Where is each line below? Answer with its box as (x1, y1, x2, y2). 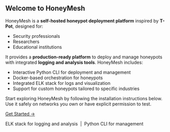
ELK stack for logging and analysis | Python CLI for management (5, 120, 144, 127)
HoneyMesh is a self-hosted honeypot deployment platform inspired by (5, 17, 159, 24)
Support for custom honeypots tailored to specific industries (12, 85, 140, 92)
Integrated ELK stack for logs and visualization (12, 80, 111, 86)
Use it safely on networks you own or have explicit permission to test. (5, 101, 152, 107)
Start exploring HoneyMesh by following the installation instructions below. (5, 95, 162, 101)
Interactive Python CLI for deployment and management (12, 69, 131, 75)
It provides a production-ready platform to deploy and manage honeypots (5, 54, 162, 60)
